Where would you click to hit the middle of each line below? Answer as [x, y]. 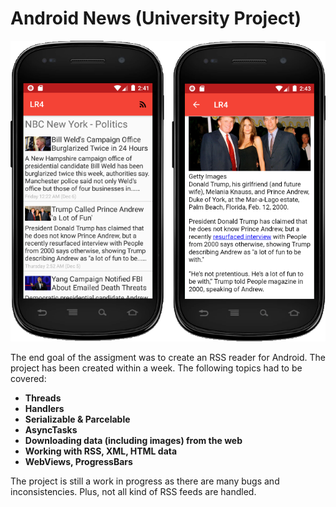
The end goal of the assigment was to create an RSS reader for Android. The [168, 358]
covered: [28, 379]
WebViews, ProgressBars [78, 462]
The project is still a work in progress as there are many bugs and [145, 481]
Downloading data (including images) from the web [133, 441]
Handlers [44, 409]
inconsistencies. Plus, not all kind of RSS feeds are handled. [133, 492]
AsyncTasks [51, 430]
